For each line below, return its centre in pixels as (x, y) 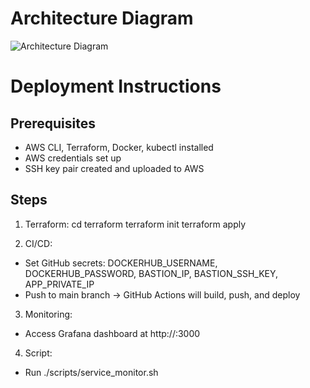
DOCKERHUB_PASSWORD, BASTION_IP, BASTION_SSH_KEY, (151, 273)
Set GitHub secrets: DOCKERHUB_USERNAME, (121, 263)
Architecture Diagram (102, 18)
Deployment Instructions (116, 86)
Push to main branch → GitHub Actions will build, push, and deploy (162, 294)
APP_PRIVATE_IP (59, 284)
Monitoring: (48, 314)
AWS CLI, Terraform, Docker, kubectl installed (119, 147)
